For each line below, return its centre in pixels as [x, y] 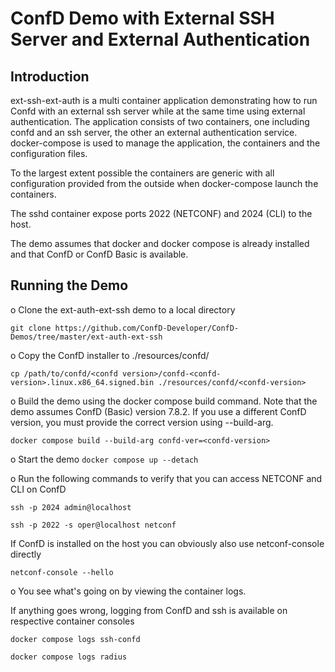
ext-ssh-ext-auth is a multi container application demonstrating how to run [164, 100]
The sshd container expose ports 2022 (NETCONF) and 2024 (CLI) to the [161, 213]
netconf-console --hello [62, 572]
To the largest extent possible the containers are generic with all [142, 173]
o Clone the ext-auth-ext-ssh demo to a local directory [123, 309]
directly [26, 554]
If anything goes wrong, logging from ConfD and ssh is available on [149, 610]
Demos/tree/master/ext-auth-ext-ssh [86, 337]
